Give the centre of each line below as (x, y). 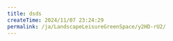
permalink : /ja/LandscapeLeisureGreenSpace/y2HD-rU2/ (87, 26)
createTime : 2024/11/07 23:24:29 (56, 20)
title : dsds (24, 14)
